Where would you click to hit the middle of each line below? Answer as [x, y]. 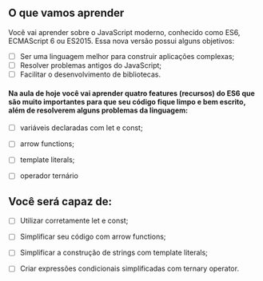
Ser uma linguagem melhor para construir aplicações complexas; [127, 56]
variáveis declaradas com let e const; [81, 128]
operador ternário [49, 176]
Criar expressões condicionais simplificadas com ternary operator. [130, 269]
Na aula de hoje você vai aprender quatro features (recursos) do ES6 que [132, 93]
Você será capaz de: [60, 202]
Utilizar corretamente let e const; [74, 221]
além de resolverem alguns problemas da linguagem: [98, 110]
